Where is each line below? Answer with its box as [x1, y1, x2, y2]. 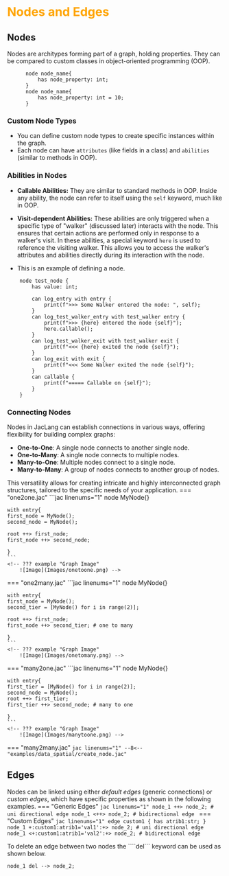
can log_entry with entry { [32, 295, 112, 302]
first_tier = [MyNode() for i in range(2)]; [7, 683, 136, 690]
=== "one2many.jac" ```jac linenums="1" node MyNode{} [7, 578, 168, 587]
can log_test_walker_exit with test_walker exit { [32, 337, 180, 344]
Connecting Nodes [7, 407, 71, 417]
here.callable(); [43, 325, 94, 332]
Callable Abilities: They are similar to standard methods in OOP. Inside [16, 186, 217, 194]
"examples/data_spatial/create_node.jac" [7, 750, 128, 757]
